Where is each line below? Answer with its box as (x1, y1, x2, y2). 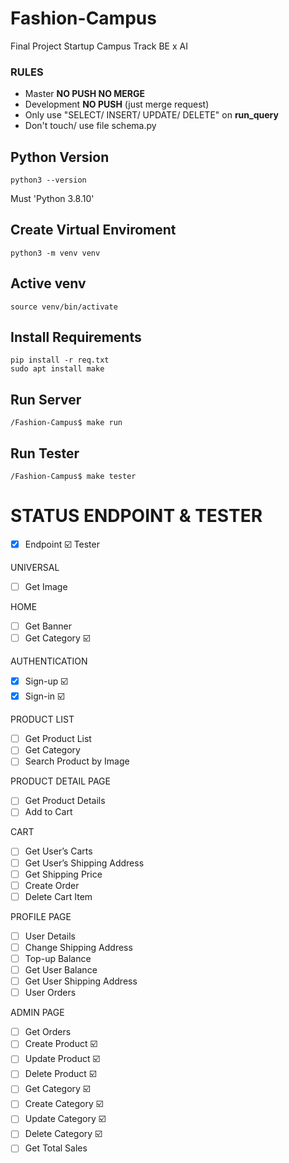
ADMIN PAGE (10, 1007, 65, 1019)
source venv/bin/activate (10, 302, 118, 312)
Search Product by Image (24, 755, 130, 767)
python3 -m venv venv (10, 248, 101, 258)
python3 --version (10, 175, 87, 186)
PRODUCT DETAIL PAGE (10, 775, 111, 787)
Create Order (24, 879, 80, 891)
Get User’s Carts (24, 845, 93, 857)
